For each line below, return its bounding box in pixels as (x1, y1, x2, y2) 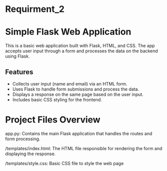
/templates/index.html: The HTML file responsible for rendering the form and (5, 145, 163, 151)
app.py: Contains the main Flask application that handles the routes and (5, 130, 153, 136)
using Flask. (5, 53, 30, 59)
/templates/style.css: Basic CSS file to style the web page (5, 160, 124, 166)
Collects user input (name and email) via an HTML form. (12, 81, 128, 86)
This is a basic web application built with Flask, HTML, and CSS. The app (5, 43, 155, 49)
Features (5, 68, 33, 76)
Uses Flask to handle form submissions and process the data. (12, 86, 140, 92)
